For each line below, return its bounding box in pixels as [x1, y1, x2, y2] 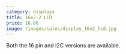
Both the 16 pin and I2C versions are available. [6, 42, 121, 49]
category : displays [6, 8, 55, 15]
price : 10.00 [6, 20, 39, 26]
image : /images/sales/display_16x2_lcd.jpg [6, 25, 117, 32]
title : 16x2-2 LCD [6, 14, 52, 20]
